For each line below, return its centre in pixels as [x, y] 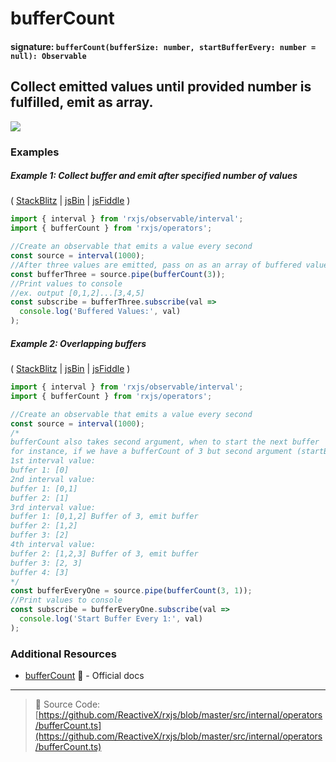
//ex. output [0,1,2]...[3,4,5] [77, 293]
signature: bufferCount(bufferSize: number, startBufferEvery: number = [163, 46]
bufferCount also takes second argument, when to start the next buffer [165, 442]
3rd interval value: [53, 507]
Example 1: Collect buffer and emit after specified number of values [154, 176]
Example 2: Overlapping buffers [78, 343]
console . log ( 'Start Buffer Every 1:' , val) [111, 619]
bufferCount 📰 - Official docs [84, 676]
